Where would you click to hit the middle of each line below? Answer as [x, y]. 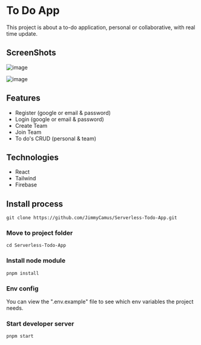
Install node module [36, 261]
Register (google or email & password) [63, 113]
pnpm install [23, 273]
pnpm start [20, 337]
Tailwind [25, 179]
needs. [15, 308]
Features [23, 98]
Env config [22, 288]
